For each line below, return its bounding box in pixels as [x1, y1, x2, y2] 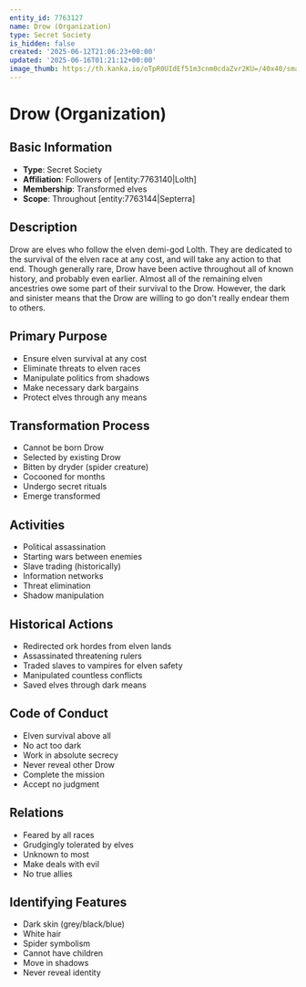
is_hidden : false [9, 38, 76, 48]
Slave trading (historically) [22, 561, 121, 572]
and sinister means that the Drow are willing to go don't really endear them [9, 292, 290, 303]
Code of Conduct [9, 706, 109, 721]
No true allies [22, 868, 73, 879]
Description [9, 220, 77, 236]
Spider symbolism [22, 938, 91, 950]
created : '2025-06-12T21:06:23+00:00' [9, 47, 157, 57]
